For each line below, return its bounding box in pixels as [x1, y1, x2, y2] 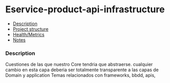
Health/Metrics [12, 31, 45, 37]
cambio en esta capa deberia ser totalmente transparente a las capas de [5, 67, 159, 73]
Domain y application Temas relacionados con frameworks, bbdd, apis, [5, 72, 156, 78]
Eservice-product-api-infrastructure [5, 4, 165, 15]
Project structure [12, 26, 49, 32]
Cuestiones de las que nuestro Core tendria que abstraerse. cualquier [5, 61, 153, 68]
